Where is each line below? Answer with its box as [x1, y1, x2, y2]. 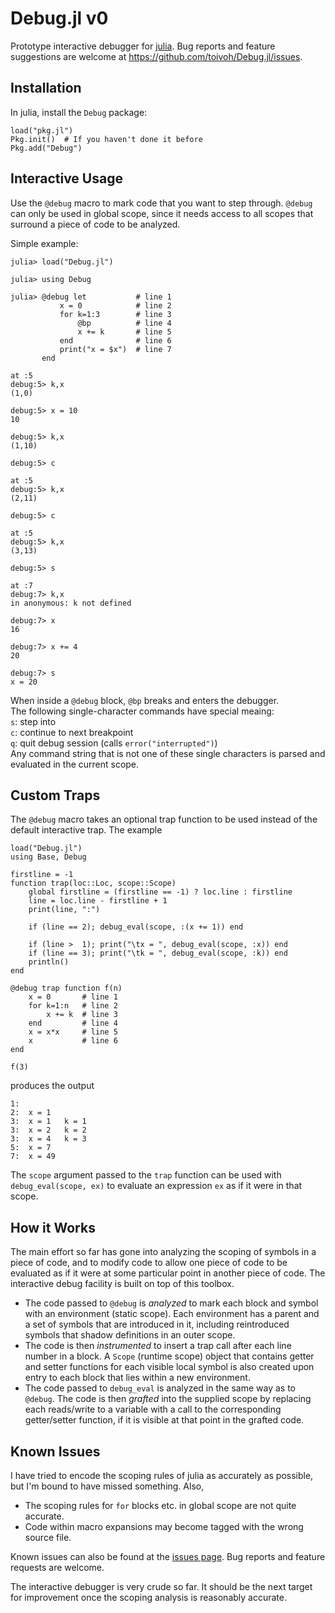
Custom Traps [10, 787, 101, 804]
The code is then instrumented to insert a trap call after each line [24, 1340, 292, 1352]
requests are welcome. [10, 1562, 105, 1573]
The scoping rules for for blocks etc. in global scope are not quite [24, 1500, 297, 1511]
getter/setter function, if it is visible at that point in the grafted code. [24, 1414, 305, 1426]
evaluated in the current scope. [10, 758, 140, 770]
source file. [24, 1532, 72, 1543]
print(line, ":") [28, 905, 101, 915]
